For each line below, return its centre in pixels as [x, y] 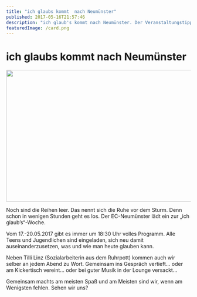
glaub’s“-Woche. [26, 222]
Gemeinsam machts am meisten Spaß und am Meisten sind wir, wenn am [94, 282]
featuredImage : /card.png [38, 28]
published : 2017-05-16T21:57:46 [45, 17]
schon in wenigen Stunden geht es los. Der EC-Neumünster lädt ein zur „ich [98, 216]
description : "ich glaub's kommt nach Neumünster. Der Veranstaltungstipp [99, 22]
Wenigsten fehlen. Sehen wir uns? [47, 288]
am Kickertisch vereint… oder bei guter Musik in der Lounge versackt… [92, 270]
